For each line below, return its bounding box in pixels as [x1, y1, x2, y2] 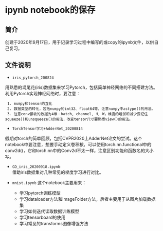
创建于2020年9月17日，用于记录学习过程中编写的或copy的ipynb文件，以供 [5, 40, 154, 45]
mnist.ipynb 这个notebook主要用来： [12, 179, 87, 186]
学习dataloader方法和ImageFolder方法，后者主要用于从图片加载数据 [19, 196, 156, 202]
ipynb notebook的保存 [5, 4, 96, 16]
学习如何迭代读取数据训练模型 [19, 208, 79, 214]
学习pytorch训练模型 [19, 190, 61, 196]
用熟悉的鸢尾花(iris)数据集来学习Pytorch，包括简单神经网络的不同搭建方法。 [5, 84, 158, 90]
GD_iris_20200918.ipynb [12, 164, 61, 169]
